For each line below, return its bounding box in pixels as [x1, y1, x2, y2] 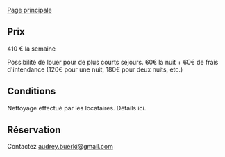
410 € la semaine [7, 44, 56, 53]
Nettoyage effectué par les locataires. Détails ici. [7, 104, 147, 112]
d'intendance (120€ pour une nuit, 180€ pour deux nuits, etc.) [7, 65, 183, 74]
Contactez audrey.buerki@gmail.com [7, 142, 113, 151]
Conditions [7, 85, 56, 97]
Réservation [7, 124, 61, 136]
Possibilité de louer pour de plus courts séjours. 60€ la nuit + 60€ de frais [7, 58, 219, 66]
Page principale [7, 6, 52, 14]
